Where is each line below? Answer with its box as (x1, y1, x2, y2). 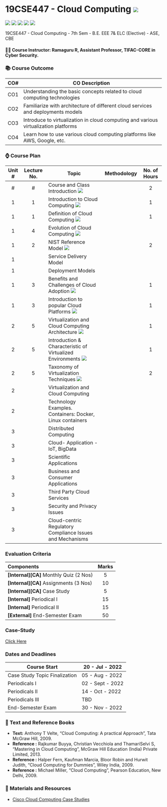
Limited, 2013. (12, 751, 41, 757)
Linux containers (48, 417, 87, 424)
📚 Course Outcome (5, 65, 54, 72)
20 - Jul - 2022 (83, 663, 122, 670)
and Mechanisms (48, 536, 88, 543)
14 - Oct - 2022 (82, 688, 121, 695)
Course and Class (48, 181, 90, 188)
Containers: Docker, (48, 411, 95, 418)
